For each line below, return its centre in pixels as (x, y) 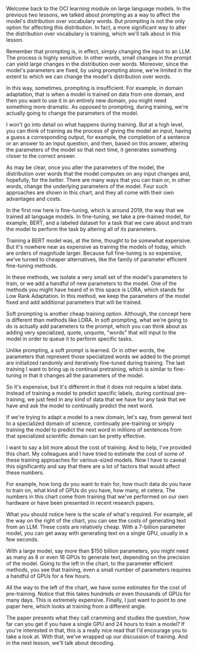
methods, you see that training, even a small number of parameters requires (98, 570)
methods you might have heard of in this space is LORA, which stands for (95, 290)
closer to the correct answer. (41, 156)
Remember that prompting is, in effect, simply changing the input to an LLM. (99, 51)
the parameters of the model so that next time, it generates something (91, 150)
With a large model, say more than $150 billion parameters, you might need (98, 551)
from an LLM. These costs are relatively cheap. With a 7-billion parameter (96, 527)
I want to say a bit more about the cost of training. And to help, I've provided (99, 447)
